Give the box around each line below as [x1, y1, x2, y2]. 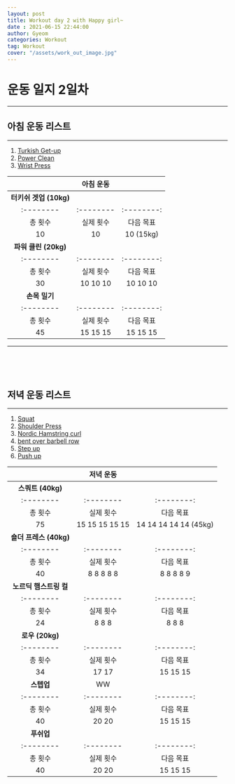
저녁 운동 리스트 [7, 389, 71, 401]
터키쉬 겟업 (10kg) [10, 192, 70, 202]
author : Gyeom [7, 29, 49, 37]
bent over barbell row [17, 437, 80, 446]
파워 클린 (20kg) [13, 241, 67, 251]
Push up [17, 452, 42, 460]
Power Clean [17, 154, 55, 162]
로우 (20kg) [21, 631, 59, 641]
